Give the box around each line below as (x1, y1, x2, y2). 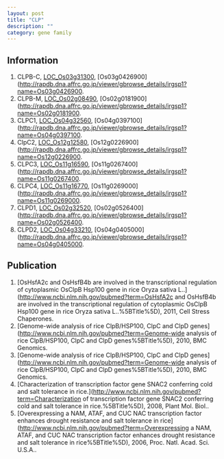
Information (7, 54, 59, 66)
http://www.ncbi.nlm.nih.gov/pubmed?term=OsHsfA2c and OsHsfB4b (19, 293, 216, 301)
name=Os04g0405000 (16, 240, 83, 249)
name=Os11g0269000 (16, 197, 80, 205)
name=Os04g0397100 (16, 131, 81, 139)
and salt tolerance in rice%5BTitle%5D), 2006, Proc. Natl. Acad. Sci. (16, 438, 210, 446)
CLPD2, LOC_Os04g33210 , (16, 225, 93, 234)
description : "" (7, 23, 53, 29)
